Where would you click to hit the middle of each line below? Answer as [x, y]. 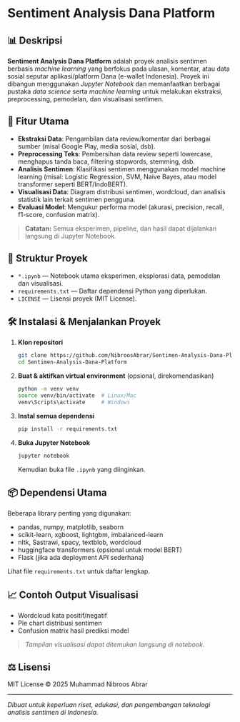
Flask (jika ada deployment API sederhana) [81, 558]
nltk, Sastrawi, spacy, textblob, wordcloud [79, 542]
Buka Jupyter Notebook [54, 442]
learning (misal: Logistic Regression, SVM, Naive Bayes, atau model [117, 176]
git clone [32, 356]
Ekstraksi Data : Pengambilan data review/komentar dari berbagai [114, 139]
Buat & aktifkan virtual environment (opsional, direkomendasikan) [116, 376]
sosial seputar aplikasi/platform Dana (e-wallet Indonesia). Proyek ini [108, 76]
